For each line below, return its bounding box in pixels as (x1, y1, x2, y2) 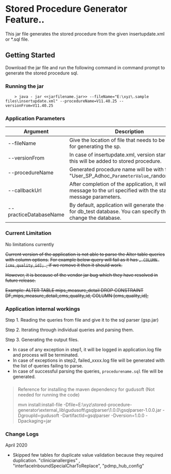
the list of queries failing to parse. (12, 362, 83, 368)
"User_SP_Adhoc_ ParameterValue (69, 172, 149, 179)
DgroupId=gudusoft (17, 412, 60, 418)
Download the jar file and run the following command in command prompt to (5, 64, 165, 70)
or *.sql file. (5, 36, 30, 42)
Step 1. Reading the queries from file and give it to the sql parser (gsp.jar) (5, 317, 159, 323)
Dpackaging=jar (17, 417, 52, 424)
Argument (23, 128, 49, 135)
